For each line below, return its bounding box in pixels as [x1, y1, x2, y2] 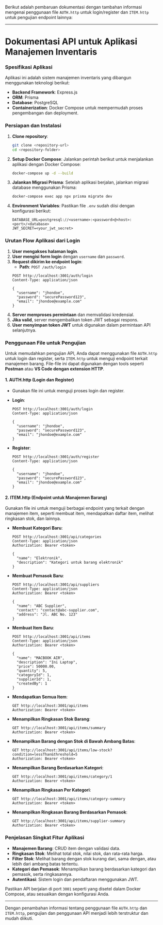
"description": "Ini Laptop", [16, 660, 78, 665]
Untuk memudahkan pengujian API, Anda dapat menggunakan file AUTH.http [5, 350, 158, 356]
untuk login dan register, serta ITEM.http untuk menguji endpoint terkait [5, 355, 148, 361]
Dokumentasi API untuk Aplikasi [5, 36, 137, 47]
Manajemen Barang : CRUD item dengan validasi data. [12, 845, 120, 851]
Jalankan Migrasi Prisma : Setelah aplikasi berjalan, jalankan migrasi [12, 180, 149, 185]
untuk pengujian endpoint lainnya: [5, 15, 73, 20]
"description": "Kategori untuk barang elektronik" [16, 560, 123, 565]
